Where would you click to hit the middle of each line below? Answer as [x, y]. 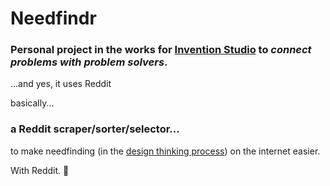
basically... [32, 103]
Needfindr [53, 18]
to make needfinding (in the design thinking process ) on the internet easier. [165, 151]
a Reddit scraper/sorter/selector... [95, 129]
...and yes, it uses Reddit [61, 84]
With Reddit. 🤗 [40, 170]
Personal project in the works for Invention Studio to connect [161, 50]
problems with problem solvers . [89, 62]
